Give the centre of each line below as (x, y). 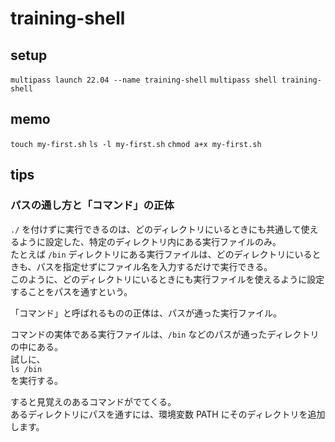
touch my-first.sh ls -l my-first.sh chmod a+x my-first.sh (136, 144)
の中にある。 (36, 346)
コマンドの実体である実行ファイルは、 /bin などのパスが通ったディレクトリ (165, 334)
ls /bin (26, 369)
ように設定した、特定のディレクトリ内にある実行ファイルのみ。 (150, 241)
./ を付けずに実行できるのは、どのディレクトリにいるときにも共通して (156, 229)
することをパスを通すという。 (71, 291)
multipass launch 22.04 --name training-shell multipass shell (144, 80)
